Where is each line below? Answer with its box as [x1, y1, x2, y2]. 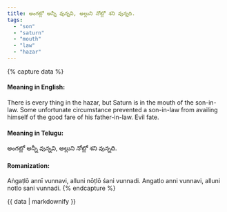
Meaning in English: [7, 83, 66, 92]
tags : [7, 17, 23, 23]
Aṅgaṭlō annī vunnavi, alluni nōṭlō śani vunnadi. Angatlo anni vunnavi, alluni [7, 177, 221, 185]
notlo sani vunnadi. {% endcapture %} [7, 184, 116, 193]
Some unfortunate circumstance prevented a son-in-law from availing [19, 106, 219, 114]
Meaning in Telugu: [7, 129, 64, 137]
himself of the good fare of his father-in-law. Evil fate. [7, 113, 160, 121]
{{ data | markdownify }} [7, 198, 77, 206]
